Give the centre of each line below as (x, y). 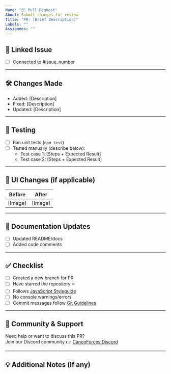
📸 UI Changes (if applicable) (50, 180)
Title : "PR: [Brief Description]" (42, 19)
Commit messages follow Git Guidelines (54, 303)
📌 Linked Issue (29, 50)
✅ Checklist (24, 265)
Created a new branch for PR (43, 278)
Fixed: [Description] (33, 104)
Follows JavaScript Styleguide (44, 291)
